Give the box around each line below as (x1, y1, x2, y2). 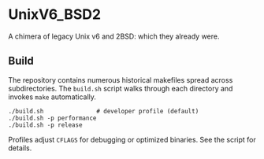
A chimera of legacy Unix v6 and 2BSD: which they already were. (8, 31, 220, 41)
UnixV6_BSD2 (8, 6, 101, 24)
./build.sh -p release (8, 120, 83, 129)
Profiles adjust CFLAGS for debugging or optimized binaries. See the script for (8, 135, 256, 144)
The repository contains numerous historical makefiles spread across (8, 75, 233, 84)
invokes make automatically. (8, 92, 97, 102)
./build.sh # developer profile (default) (8, 107, 199, 115)
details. (8, 143, 32, 153)
